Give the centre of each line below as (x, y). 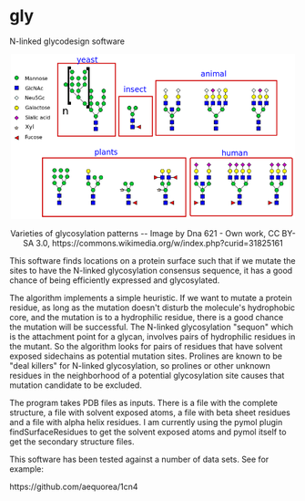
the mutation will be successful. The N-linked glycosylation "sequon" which (152, 327)
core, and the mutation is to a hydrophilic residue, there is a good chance (147, 317)
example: (26, 469)
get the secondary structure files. (72, 441)
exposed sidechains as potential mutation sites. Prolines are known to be (146, 356)
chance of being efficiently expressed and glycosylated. (115, 280)
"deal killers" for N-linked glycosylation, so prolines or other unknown (140, 365)
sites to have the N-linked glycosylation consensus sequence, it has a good (151, 270)
